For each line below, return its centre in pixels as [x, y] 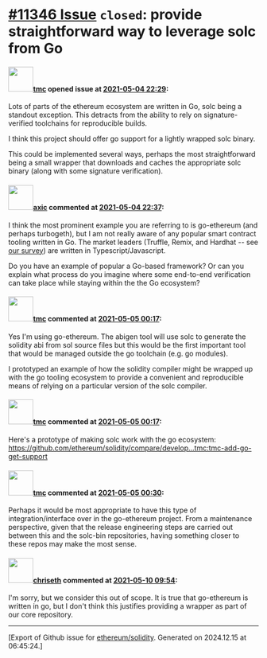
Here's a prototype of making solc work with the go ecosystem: [112, 440]
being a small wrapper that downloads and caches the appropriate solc [125, 163]
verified [21, 123]
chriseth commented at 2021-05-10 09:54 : [105, 580]
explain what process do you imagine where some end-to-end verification [130, 274]
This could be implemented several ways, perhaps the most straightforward [132, 154]
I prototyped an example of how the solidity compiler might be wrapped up [131, 368]
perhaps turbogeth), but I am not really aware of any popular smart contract [132, 233]
